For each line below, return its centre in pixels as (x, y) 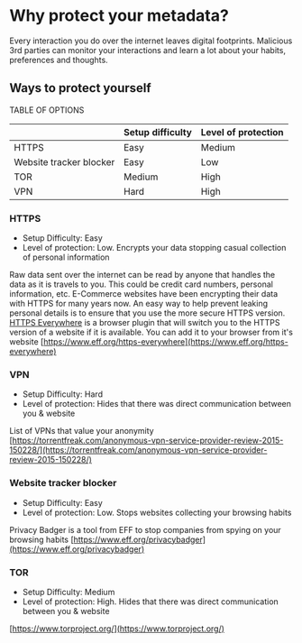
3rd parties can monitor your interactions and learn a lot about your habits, (148, 50)
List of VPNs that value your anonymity (82, 431)
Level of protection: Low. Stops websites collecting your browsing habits (157, 512)
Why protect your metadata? (119, 16)
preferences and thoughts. (59, 60)
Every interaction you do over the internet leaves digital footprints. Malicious (151, 41)
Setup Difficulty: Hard (63, 394)
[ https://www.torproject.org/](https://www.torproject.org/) (117, 629)
